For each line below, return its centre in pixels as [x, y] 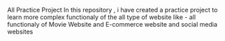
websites [20, 31]
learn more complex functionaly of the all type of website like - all [102, 17]
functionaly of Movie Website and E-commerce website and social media [112, 24]
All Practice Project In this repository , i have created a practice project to [112, 10]
